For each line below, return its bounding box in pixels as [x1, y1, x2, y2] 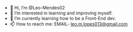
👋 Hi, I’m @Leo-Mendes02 [10, 5, 65, 10]
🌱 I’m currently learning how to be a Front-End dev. [10, 15, 116, 21]
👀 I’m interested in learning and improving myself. [10, 10, 113, 16]
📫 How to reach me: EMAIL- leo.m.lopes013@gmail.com [10, 21, 128, 27]
